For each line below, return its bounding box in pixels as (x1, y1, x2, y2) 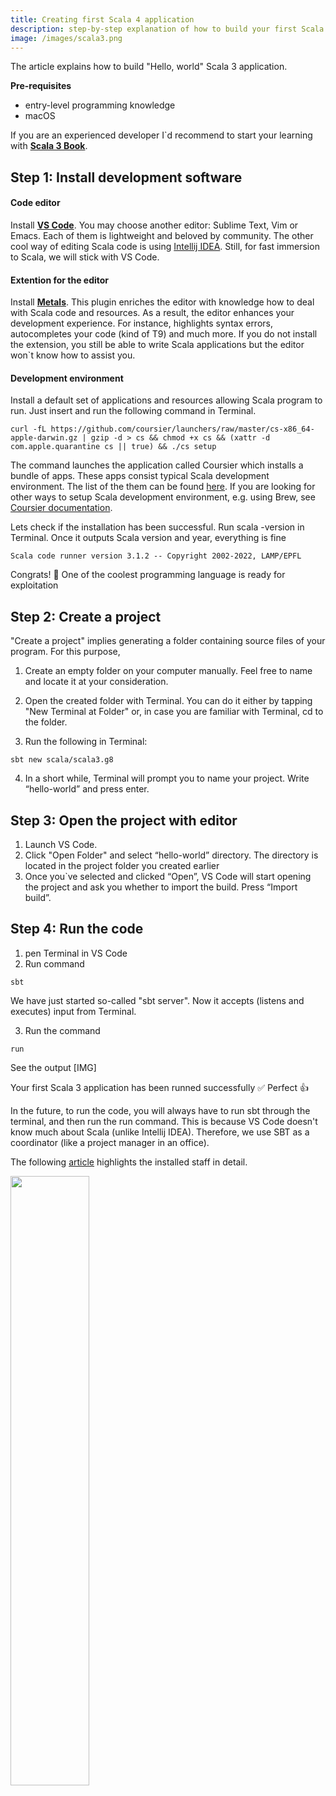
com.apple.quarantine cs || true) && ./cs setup (10, 442, 217, 452)
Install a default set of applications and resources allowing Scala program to (10, 394, 323, 406)
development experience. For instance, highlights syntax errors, (10, 317, 273, 330)
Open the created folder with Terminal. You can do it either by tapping (24, 695, 313, 707)
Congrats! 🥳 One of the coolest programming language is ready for (10, 569, 286, 581)
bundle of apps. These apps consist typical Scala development (10, 470, 270, 482)
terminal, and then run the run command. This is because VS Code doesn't (10, 1115, 318, 1127)
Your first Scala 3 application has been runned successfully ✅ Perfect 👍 (10, 1081, 309, 1093)
